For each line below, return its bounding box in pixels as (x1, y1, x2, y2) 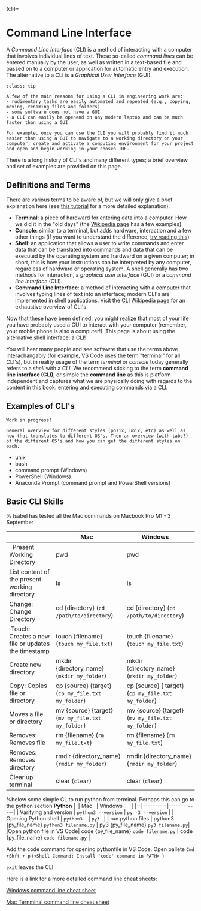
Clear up (9, 773, 33, 782)
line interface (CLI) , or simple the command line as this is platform (6, 371, 171, 378)
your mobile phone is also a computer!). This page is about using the (6, 327, 175, 334)
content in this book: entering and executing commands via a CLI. (6, 384, 168, 391)
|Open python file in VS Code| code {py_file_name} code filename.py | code (6, 828, 193, 835)
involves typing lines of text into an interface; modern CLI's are (14, 290, 170, 297)
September (6, 518, 34, 526)
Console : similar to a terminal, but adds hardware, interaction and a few (14, 227, 192, 234)
